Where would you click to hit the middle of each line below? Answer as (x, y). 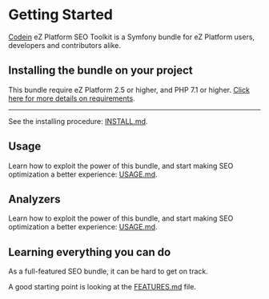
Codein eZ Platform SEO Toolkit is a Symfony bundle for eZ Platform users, (131, 37)
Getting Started (61, 15)
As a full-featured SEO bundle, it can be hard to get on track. (108, 271)
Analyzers (34, 199)
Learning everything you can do (90, 252)
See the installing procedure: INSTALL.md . (78, 121)
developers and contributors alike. (65, 45)
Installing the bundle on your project (101, 71)
